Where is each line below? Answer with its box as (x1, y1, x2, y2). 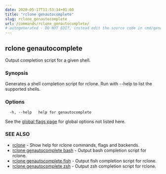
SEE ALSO (5, 131, 30, 138)
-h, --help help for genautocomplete (9, 110, 92, 115)
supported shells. (5, 86, 41, 92)
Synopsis (5, 69, 28, 76)
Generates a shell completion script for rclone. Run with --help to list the (5, 81, 152, 87)
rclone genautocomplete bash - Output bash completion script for (12, 147, 147, 153)
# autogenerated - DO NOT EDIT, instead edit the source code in (5, 26, 142, 31)
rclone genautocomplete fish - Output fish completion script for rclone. (12, 158, 157, 164)
